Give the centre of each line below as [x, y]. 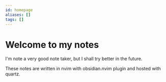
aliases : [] [18, 15]
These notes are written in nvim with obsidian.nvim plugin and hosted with [83, 69]
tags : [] [15, 19]
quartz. [13, 74]
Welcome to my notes [52, 45]
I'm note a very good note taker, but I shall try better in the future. [74, 59]
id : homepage [19, 10]
